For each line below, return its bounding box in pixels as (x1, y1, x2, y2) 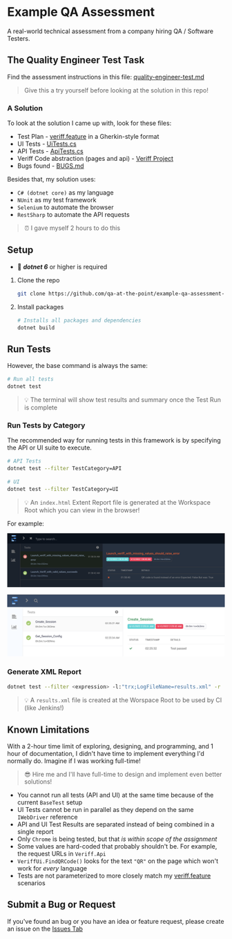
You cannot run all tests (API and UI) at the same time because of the (17, 791, 214, 800)
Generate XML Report (7, 667, 81, 677)
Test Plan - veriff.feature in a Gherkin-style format (17, 133, 159, 141)
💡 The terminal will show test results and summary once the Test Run (23, 396, 221, 404)
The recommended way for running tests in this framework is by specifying (7, 436, 221, 445)
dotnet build (17, 324, 55, 331)
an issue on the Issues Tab (7, 925, 83, 933)
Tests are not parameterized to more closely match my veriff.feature (17, 871, 211, 880)
